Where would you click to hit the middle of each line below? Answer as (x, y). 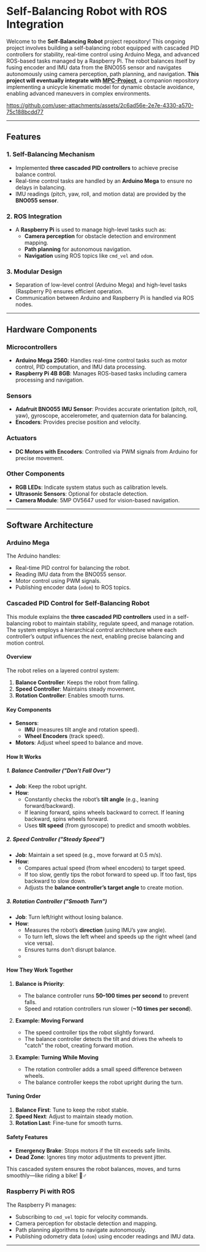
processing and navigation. (49, 380)
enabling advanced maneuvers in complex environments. (79, 93)
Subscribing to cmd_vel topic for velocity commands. (82, 1216)
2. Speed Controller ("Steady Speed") (55, 839)
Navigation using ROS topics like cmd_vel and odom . (89, 255)
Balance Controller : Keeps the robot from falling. (77, 682)
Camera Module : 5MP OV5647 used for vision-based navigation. (97, 500)
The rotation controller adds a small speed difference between (103, 1069)
